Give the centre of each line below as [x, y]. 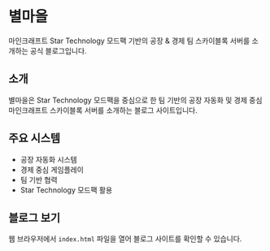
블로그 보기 [35, 217]
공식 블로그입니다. [58, 50]
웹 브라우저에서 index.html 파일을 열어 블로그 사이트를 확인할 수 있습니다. [125, 239]
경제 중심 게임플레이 [52, 169]
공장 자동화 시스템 [48, 159]
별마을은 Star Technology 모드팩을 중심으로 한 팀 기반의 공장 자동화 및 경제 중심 [135, 100]
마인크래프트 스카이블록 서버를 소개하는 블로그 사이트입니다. [103, 110]
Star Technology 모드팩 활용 [66, 190]
